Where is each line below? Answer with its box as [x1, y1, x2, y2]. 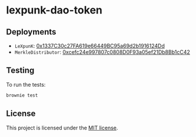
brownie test [6, 92, 38, 98]
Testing [6, 66, 35, 76]
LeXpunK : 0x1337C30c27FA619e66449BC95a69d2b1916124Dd [14, 42, 165, 49]
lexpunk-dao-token [6, 4, 103, 17]
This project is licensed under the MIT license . [6, 124, 118, 131]
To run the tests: [6, 81, 46, 88]
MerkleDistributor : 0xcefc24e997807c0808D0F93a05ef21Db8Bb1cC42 [14, 49, 190, 56]
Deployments [6, 27, 57, 37]
